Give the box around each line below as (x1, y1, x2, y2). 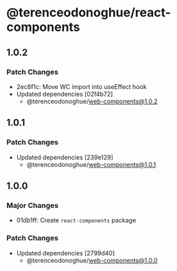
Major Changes (6, 201, 59, 210)
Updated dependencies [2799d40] (16, 248, 115, 257)
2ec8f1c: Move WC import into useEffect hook (16, 82, 147, 90)
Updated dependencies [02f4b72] (16, 90, 113, 98)
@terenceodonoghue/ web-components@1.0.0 (26, 256, 158, 264)
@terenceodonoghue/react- (6, 5, 172, 21)
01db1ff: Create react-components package (16, 216, 137, 224)
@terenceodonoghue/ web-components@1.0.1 (26, 160, 156, 168)
